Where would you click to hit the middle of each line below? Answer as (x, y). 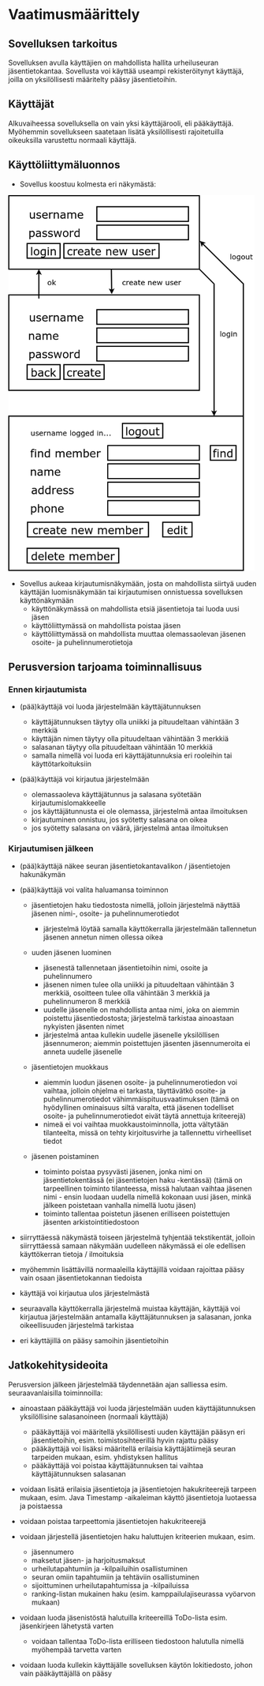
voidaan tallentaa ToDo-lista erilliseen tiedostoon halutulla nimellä (138, 1641)
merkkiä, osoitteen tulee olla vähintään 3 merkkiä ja (126, 992)
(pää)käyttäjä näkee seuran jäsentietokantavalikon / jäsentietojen (125, 866)
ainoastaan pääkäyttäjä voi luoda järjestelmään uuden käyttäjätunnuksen (138, 1408)
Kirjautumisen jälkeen (51, 849)
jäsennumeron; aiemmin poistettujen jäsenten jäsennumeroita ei (147, 1043)
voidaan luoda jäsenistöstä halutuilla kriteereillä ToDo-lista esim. (123, 1617)
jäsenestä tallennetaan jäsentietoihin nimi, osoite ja (126, 967)
